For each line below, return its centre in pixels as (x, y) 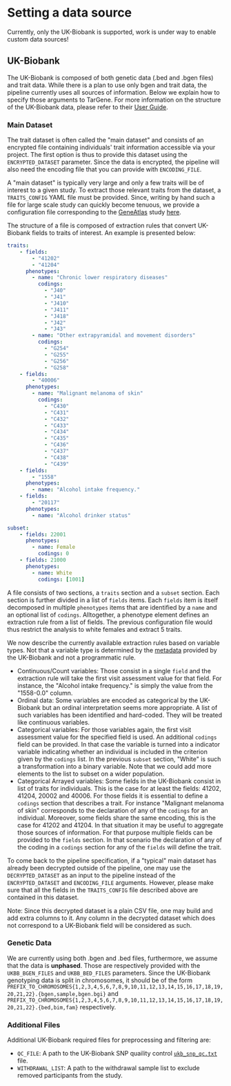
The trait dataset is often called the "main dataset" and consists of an (106, 140)
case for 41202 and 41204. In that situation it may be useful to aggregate (120, 825)
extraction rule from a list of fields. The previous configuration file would (110, 622)
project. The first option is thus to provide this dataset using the (97, 155)
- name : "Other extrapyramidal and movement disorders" (114, 336)
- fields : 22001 (43, 534)
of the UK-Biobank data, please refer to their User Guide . (88, 107)
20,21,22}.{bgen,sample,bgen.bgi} (57, 994)
